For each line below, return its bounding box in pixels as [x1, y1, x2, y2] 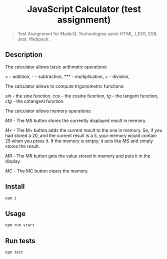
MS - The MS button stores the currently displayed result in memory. [5, 117, 146, 123]
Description [5, 50, 42, 59]
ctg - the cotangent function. [5, 98, 65, 104]
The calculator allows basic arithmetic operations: [5, 63, 108, 69]
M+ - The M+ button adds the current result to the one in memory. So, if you [5, 127, 162, 133]
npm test [5, 249, 23, 254]
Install [5, 182, 25, 191]
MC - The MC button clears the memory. [5, 167, 89, 173]
